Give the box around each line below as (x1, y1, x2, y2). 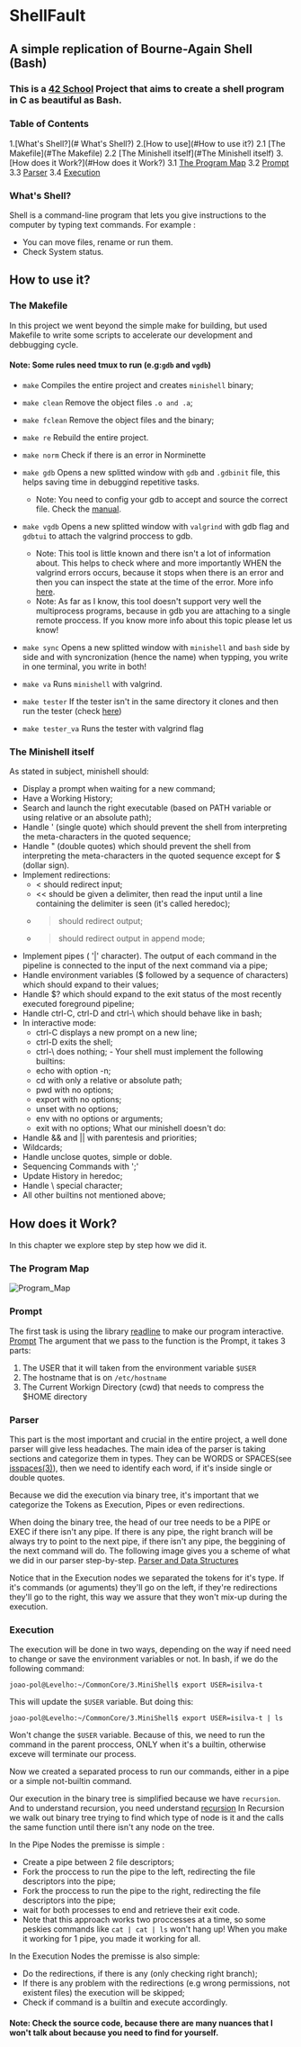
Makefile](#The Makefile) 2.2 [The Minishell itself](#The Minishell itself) (9, 148, 275, 159)
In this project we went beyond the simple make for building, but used (9, 320, 268, 331)
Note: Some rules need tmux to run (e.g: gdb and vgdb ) (9, 359, 211, 370)
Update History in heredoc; (22, 1171, 123, 1182)
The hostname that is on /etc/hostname (22, 1372, 167, 1382)
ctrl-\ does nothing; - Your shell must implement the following (35, 1046, 263, 1057)
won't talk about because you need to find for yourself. (9, 2027, 219, 2038)
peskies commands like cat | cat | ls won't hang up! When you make (22, 1924, 288, 1934)
